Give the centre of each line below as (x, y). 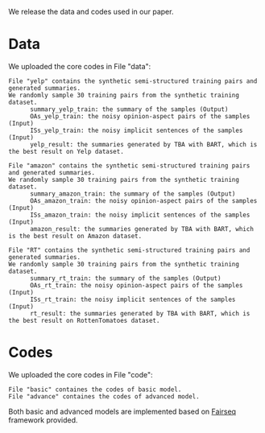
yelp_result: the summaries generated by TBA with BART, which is (143, 144)
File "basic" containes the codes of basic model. (95, 390)
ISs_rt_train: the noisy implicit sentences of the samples (132, 299)
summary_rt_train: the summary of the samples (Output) (125, 278)
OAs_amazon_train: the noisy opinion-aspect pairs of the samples (143, 200)
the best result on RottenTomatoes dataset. (84, 320)
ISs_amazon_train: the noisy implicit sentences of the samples (140, 215)
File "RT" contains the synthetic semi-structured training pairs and (129, 250)
